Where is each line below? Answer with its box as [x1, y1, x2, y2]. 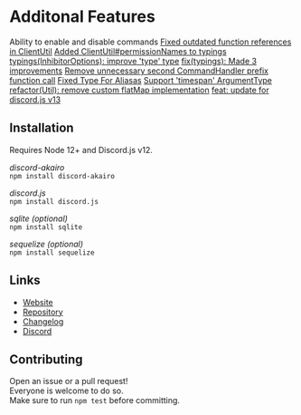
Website [22, 296, 54, 307]
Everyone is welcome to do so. [9, 385, 124, 396]
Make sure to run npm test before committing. [9, 395, 181, 406]
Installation [9, 121, 74, 136]
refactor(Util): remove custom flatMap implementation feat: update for [9, 84, 269, 95]
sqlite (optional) [9, 213, 68, 224]
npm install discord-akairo [9, 171, 116, 180]
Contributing [9, 352, 83, 367]
